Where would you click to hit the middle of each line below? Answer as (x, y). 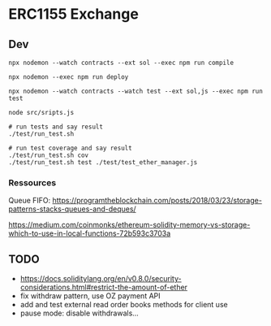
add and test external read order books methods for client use (124, 305)
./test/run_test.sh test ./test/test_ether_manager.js (103, 163)
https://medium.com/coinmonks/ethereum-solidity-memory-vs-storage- (129, 225)
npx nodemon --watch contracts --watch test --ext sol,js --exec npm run (136, 91)
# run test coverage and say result (70, 148)
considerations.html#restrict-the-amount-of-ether (104, 287)
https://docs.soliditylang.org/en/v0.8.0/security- (101, 279)
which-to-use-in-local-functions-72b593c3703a (90, 233)
